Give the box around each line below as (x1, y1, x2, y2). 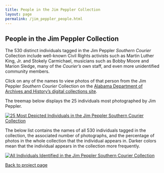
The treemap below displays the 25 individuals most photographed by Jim (5, 98, 156, 104)
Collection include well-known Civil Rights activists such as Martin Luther (5, 53, 154, 59)
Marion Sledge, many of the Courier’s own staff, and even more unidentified (5, 63, 160, 69)
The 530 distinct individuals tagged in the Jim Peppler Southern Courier (5, 48, 152, 54)
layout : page (5, 12, 32, 17)
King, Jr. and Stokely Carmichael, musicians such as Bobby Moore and (5, 58, 149, 64)
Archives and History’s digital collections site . (5, 88, 97, 94)
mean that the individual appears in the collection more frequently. (5, 143, 140, 149)
